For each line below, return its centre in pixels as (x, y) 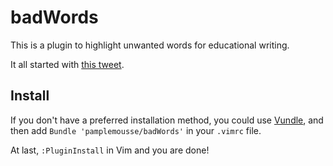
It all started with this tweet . (67, 64)
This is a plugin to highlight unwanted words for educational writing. (150, 45)
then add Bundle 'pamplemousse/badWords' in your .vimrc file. (136, 130)
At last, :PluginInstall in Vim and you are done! (110, 150)
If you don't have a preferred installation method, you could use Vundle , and (167, 120)
